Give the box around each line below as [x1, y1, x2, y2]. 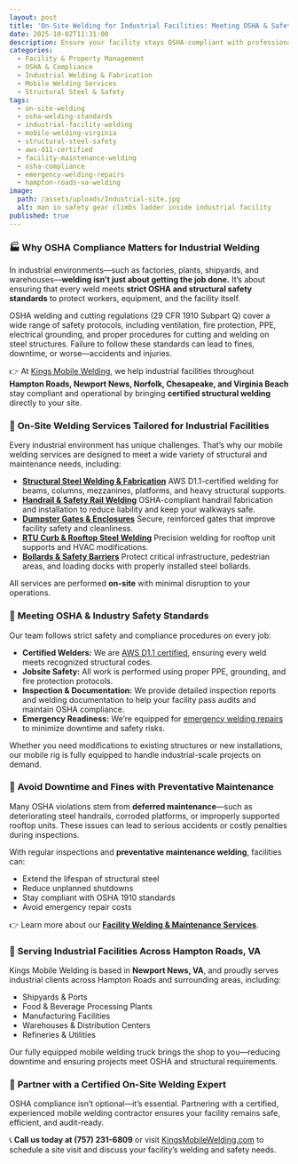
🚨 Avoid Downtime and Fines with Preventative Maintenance [9, 781, 274, 793]
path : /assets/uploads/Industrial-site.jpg [17, 195, 180, 204]
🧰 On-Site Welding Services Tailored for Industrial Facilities [9, 419, 270, 432]
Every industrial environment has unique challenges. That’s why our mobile [9, 440, 284, 450]
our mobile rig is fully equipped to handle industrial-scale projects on [9, 749, 262, 760]
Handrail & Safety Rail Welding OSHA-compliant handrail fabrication [21, 495, 273, 506]
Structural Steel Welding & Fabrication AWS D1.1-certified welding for [21, 476, 279, 487]
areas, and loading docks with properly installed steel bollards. [21, 561, 251, 571]
